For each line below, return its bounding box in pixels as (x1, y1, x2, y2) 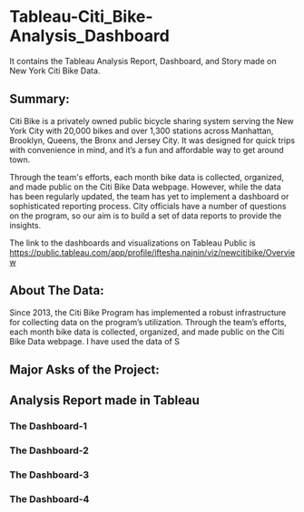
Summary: (9, 92, 70, 107)
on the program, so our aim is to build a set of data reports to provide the (9, 210, 282, 221)
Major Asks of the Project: (9, 362, 161, 377)
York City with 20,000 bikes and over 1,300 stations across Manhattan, (9, 125, 274, 136)
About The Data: (9, 283, 104, 298)
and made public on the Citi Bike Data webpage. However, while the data (9, 181, 281, 192)
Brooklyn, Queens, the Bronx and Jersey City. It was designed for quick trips (9, 134, 296, 146)
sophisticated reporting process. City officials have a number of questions (9, 200, 287, 211)
